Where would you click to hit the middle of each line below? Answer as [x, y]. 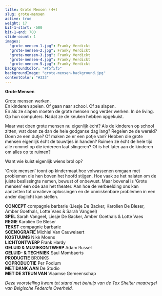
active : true [18, 19]
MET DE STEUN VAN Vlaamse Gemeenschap [51, 273]
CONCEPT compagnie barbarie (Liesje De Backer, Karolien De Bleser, [75, 206]
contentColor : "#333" [27, 78]
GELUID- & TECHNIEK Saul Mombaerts [44, 253]
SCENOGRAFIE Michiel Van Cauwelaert [45, 232]
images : [13, 41]
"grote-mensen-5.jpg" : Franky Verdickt [50, 64]
